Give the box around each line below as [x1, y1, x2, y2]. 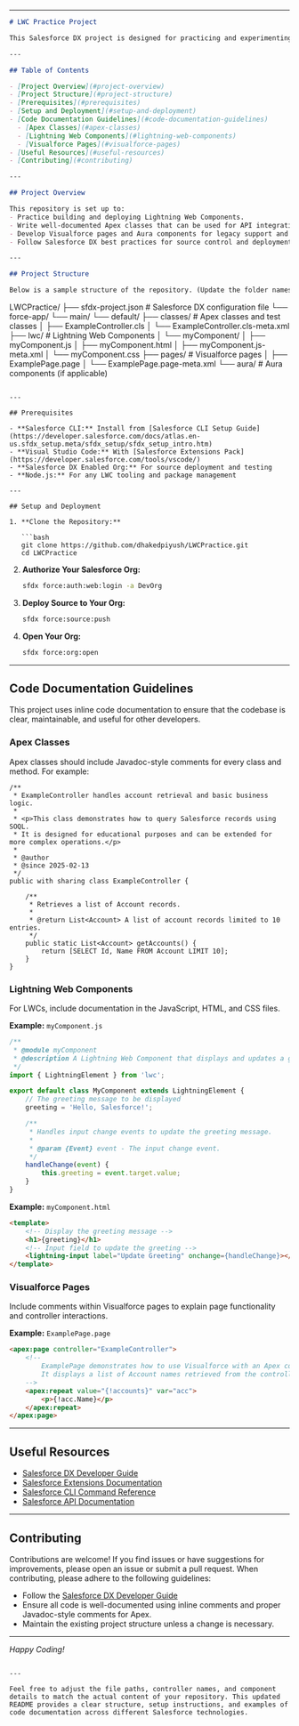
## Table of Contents [9, 66, 90, 75]
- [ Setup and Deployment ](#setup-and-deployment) [9, 107, 198, 116]
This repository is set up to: [9, 205, 125, 214]
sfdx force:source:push [21, 615, 111, 624]
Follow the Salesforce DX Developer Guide [21, 1590, 178, 1601]
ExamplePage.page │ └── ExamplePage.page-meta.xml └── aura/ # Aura [9, 359, 283, 369]
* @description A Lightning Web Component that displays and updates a [12, 1053, 285, 1063]
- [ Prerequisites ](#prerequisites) [9, 99, 141, 108]
